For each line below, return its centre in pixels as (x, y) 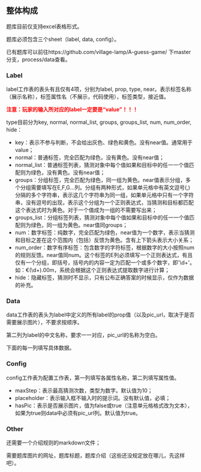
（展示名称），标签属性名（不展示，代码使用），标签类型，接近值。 (88, 97)
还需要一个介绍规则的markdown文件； (53, 443)
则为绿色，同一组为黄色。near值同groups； (74, 225)
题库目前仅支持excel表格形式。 (44, 26)
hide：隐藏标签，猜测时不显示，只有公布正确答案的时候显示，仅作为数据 (104, 277)
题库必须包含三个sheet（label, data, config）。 (63, 39)
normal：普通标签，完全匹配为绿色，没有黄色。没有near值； (90, 157)
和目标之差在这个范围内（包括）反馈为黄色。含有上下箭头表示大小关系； (104, 240)
